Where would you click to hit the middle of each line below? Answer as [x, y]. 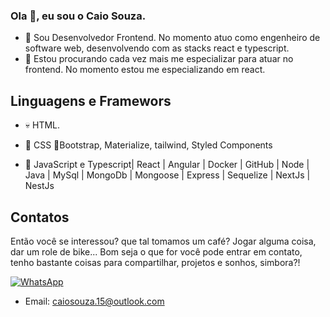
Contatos [40, 217]
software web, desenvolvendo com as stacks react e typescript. [157, 48]
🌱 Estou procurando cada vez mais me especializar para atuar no [159, 59]
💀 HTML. [42, 125]
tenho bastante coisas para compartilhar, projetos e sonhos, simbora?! [155, 262]
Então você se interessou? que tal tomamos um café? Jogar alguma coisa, [163, 241]
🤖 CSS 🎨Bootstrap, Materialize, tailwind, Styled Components [148, 145]
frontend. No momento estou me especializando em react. [145, 70]
